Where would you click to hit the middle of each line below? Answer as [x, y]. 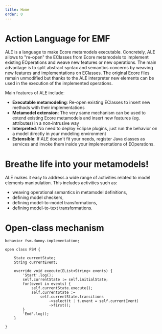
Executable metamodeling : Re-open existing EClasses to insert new [81, 102]
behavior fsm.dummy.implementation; [42, 241]
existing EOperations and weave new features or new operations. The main [81, 62]
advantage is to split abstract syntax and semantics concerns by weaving [79, 68]
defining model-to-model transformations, [55, 203]
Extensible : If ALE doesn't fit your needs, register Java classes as [79, 139]
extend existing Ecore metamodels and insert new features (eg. [76, 118]
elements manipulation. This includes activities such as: [61, 183]
